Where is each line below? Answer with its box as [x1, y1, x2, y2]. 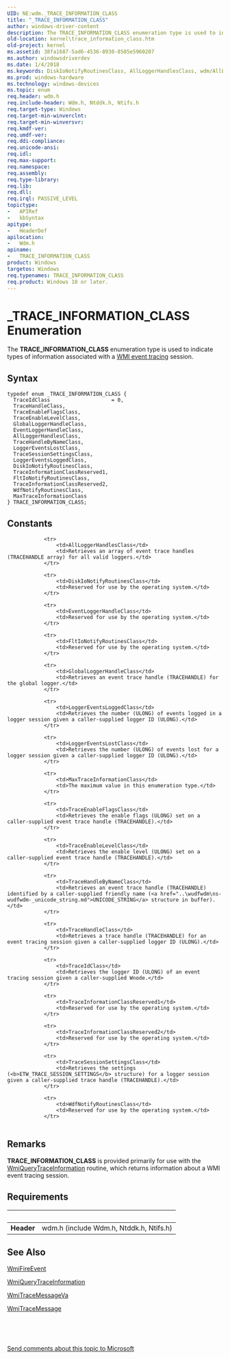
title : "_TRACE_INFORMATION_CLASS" [7, 16, 109, 23]
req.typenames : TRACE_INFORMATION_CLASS [7, 272, 125, 279]
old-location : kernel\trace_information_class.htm [7, 36, 155, 43]
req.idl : [7, 150, 32, 158]
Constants [7, 517, 53, 529]
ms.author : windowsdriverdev [7, 55, 90, 62]
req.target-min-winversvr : [7, 118, 84, 126]
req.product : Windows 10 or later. [7, 278, 109, 285]
